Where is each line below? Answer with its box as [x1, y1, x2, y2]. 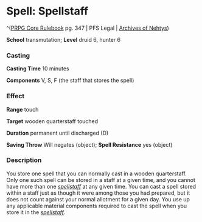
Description [6, 156, 42, 164]
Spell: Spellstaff [6, 4, 89, 18]
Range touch [6, 106, 39, 113]
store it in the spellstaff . [6, 208, 66, 216]
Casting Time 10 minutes [6, 65, 69, 72]
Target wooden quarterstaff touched [6, 117, 99, 125]
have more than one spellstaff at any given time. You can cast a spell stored [6, 183, 197, 190]
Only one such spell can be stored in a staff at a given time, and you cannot [6, 176, 196, 183]
